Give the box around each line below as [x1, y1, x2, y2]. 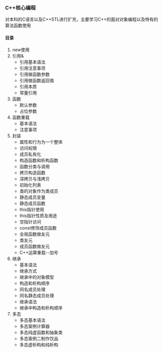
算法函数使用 [5, 23, 31, 29]
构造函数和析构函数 [19, 157, 59, 163]
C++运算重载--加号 [19, 249, 59, 255]
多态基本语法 [19, 317, 46, 323]
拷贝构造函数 [19, 170, 46, 176]
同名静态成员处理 [19, 293, 54, 298]
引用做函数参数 [19, 71, 50, 77]
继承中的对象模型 [19, 274, 54, 280]
